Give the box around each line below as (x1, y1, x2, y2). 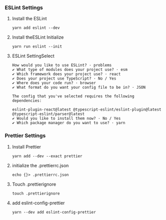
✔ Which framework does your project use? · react (12, 71, 121, 77)
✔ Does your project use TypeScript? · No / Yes (12, 76, 117, 81)
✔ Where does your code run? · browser (12, 81, 96, 86)
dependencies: (12, 98, 42, 103)
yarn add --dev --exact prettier (12, 154, 83, 159)
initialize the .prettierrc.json (12, 162, 69, 168)
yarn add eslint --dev (12, 25, 60, 30)
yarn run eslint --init (12, 44, 63, 49)
